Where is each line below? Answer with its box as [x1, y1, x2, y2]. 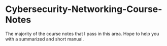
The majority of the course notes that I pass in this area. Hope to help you [5, 30, 159, 36]
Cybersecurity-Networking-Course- [5, 3, 162, 15]
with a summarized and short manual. [5, 36, 84, 42]
